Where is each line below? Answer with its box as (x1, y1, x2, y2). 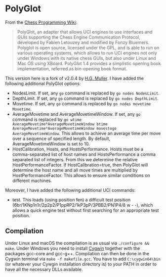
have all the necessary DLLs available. (5, 266, 83, 272)
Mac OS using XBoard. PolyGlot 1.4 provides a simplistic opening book (17, 60, 161, 66)
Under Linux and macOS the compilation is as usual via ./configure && (5, 240, 150, 246)
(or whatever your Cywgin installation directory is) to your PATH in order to (5, 261, 157, 267)
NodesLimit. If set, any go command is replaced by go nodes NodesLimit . (12, 90, 160, 96)
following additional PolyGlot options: (5, 80, 81, 87)
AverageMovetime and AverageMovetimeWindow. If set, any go (12, 111, 141, 117)
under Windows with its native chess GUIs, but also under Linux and (17, 55, 156, 61)
